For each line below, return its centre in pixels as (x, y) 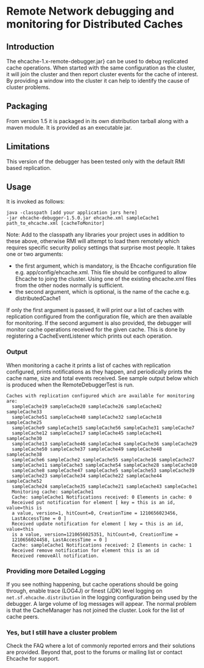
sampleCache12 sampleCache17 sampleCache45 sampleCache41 (87, 433)
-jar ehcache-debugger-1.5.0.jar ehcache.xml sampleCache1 (83, 218)
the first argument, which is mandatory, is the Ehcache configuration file (106, 266)
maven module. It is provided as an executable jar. (69, 127)
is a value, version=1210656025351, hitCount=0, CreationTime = (95, 535)
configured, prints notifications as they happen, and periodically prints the (99, 371)
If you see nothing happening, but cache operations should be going (92, 584)
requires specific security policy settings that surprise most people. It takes (101, 247)
